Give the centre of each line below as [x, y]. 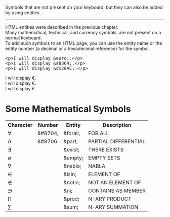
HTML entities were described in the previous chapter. [62, 27]
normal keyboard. [24, 38]
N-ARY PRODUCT [110, 199]
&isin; [70, 174]
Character [20, 125]
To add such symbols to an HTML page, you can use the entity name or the [84, 43]
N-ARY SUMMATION [113, 207]
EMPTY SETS [104, 157]
